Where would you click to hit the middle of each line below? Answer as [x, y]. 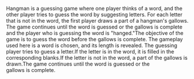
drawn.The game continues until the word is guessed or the [78, 64]
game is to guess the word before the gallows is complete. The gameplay [95, 39]
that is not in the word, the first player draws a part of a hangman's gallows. [97, 21]
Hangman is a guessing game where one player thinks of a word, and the [94, 8]
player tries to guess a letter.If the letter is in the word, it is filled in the [90, 51]
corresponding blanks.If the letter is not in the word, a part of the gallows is [97, 58]
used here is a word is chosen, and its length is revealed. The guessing [92, 45]
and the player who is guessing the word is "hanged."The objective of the [95, 33]
